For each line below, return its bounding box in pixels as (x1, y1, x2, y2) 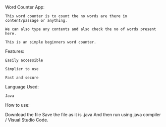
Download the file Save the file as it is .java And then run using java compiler (5, 112, 161, 118)
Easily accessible (5, 58, 43, 63)
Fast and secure (5, 75, 39, 80)
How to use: (5, 102, 30, 108)
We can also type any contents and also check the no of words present (5, 27, 156, 32)
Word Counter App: (5, 4, 45, 10)
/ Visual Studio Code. (5, 117, 49, 123)
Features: (5, 48, 25, 54)
